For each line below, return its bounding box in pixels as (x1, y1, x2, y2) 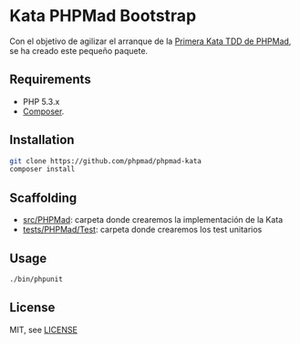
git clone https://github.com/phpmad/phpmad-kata (9, 156, 202, 165)
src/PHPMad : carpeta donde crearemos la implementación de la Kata (22, 214, 284, 225)
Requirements (9, 72, 91, 88)
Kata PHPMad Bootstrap (9, 5, 197, 26)
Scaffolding (9, 190, 78, 205)
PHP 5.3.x (22, 96, 60, 107)
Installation (9, 132, 75, 148)
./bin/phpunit (9, 275, 64, 284)
